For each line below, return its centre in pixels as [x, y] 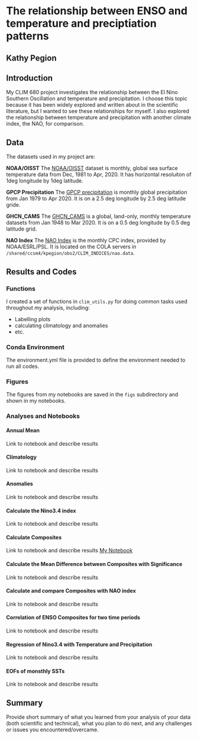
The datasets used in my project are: [51, 157]
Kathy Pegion [32, 58]
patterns [27, 36]
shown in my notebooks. [36, 401]
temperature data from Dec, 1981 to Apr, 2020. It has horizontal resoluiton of [99, 175]
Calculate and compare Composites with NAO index [71, 591]
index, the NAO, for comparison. [45, 124]
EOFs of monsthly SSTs [35, 671]
